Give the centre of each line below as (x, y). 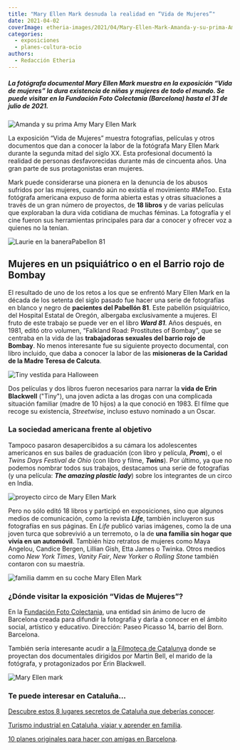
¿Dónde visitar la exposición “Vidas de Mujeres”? (96, 596)
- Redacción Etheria (45, 61)
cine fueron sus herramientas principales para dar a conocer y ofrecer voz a (120, 220)
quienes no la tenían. (39, 227)
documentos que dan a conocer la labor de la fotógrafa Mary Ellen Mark (114, 145)
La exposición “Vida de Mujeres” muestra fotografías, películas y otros (111, 138)
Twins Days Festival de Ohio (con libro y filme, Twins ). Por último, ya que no (120, 460)
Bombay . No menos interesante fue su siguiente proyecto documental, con (118, 345)
